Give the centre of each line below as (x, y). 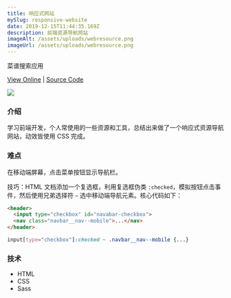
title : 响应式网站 (31, 13)
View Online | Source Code (45, 79)
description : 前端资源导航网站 (48, 33)
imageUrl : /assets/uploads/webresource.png (70, 45)
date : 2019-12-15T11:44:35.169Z (53, 26)
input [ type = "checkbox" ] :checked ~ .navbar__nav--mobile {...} (98, 240)
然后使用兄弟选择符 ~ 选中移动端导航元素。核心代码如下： (101, 195)
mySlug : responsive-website (47, 20)
